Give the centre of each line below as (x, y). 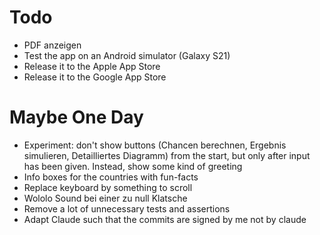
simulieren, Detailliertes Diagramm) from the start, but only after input (167, 155)
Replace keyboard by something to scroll (108, 187)
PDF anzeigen (52, 45)
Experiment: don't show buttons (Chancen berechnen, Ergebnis (155, 145)
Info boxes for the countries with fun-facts (111, 177)
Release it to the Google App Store (95, 77)
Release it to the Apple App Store (92, 66)
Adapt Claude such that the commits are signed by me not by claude (165, 219)
